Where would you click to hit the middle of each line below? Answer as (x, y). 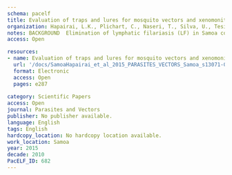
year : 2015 (23, 148)
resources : (23, 52)
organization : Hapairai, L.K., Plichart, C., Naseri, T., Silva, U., (109, 26)
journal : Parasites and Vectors (54, 110)
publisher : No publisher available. (60, 116)
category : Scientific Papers (49, 97)
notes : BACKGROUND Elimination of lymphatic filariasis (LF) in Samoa (112, 33)
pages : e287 (31, 84)
